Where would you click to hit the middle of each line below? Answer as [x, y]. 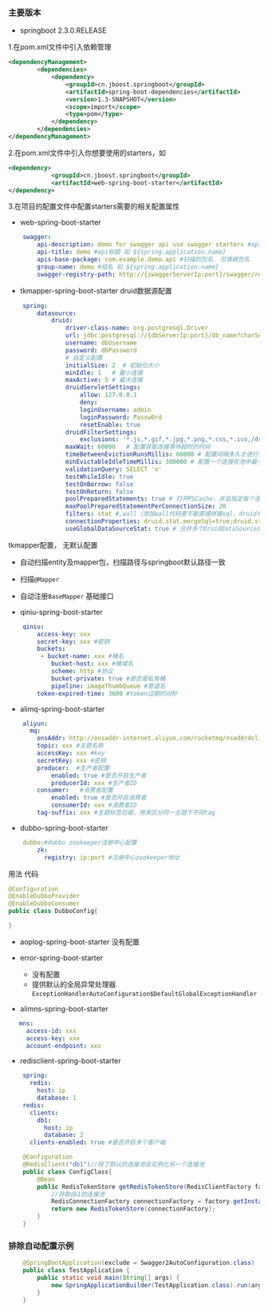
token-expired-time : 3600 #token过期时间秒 [107, 693]
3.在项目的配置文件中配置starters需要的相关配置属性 [94, 206]
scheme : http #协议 [82, 672]
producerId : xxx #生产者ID [94, 783]
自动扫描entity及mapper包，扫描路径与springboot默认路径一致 [122, 562]
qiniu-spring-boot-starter [61, 612]
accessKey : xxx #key [71, 753]
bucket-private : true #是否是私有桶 [108, 678]
